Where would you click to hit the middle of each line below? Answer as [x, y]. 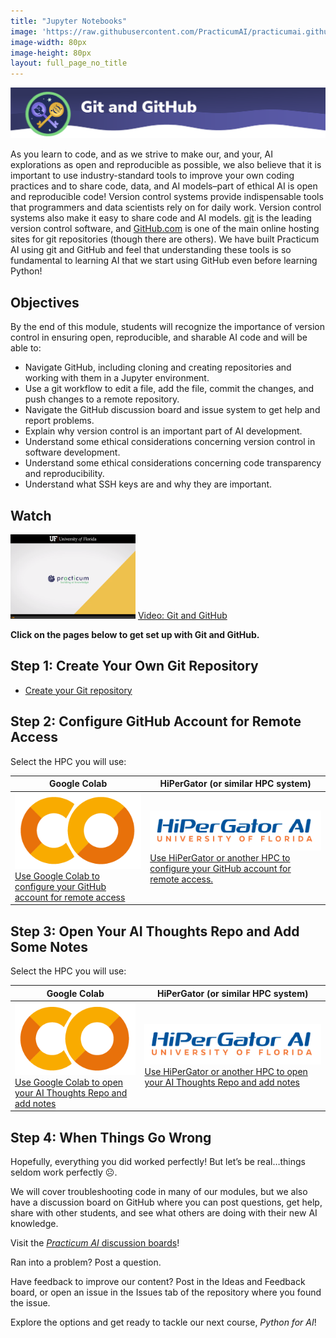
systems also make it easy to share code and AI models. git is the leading [161, 218]
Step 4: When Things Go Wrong [111, 1137]
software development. [72, 452]
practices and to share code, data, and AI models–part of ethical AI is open [164, 186]
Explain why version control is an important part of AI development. [163, 431]
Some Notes [49, 946]
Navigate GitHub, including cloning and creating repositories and [158, 367]
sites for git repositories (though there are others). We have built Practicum [165, 239]
